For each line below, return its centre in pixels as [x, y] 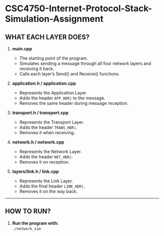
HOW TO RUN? [28, 211]
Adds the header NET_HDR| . [46, 157]
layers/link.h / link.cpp [35, 171]
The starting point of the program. [53, 58]
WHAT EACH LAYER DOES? [47, 37]
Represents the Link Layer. [46, 181]
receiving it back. [37, 69]
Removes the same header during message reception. [74, 103]
